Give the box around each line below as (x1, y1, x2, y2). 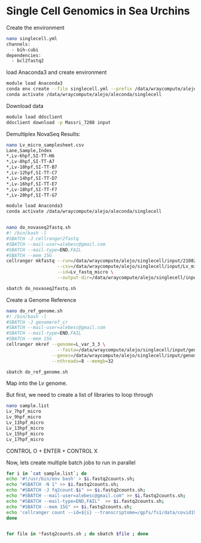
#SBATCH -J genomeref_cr (6, 319, 68, 325)
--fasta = (57, 346, 79, 353)
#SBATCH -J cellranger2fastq (6, 236, 79, 242)
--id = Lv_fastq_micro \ (57, 269, 114, 275)
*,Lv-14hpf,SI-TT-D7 (6, 175, 58, 181)
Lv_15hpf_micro (6, 430, 44, 437)
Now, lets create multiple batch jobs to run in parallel (6, 458, 136, 466)
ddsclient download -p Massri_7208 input (6, 119, 111, 125)
